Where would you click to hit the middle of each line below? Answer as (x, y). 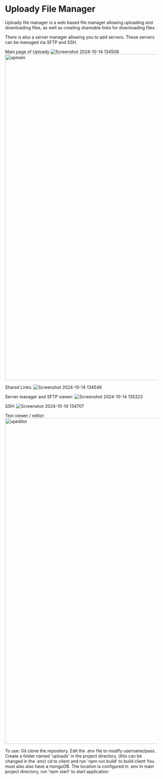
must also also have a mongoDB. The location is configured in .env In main (80, 766)
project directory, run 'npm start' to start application (57, 771)
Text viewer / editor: (25, 416)
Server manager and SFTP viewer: (39, 397)
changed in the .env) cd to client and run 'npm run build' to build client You (80, 761)
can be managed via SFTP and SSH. (41, 42)
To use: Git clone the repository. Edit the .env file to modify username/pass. (81, 751)
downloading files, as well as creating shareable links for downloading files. (81, 27)
